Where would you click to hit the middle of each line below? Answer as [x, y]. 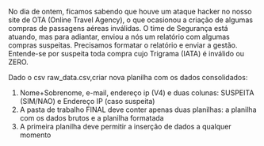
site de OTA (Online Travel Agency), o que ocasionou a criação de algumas [131, 20]
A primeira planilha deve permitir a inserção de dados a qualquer [125, 127]
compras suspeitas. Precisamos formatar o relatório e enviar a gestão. [123, 45]
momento [35, 135]
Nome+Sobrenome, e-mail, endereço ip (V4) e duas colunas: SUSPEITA [137, 93]
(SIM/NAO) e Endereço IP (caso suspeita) [87, 101]
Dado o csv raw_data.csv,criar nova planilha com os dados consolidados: [128, 77]
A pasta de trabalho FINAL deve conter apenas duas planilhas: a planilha [138, 109]
